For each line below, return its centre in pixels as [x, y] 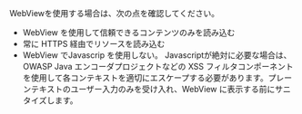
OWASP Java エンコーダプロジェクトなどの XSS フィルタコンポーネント [158, 66]
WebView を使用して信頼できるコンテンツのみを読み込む [129, 33]
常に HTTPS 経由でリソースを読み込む [94, 44]
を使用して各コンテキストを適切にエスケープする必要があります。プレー [157, 78]
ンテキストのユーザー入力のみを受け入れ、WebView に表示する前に [149, 89]
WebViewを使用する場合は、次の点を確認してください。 [115, 13]
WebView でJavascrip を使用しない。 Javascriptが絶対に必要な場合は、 [157, 55]
